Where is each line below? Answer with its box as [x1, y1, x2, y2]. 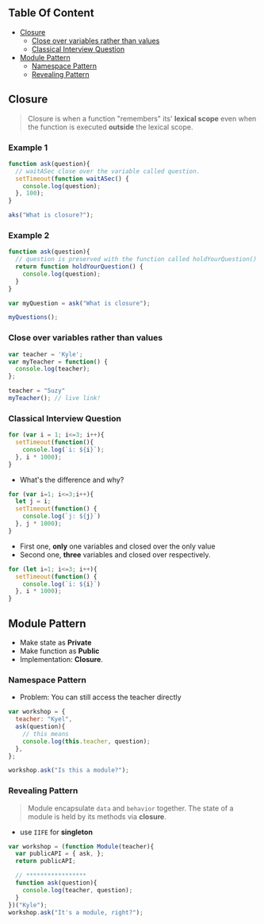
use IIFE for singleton [19, 827, 94, 837]
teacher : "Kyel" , [15, 715, 73, 723]
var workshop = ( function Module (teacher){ [8, 842, 155, 850]
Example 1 [8, 142, 48, 153]
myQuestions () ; [8, 314, 59, 321]
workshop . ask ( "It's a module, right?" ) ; [8, 908, 144, 916]
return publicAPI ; [15, 857, 77, 865]
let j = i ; [15, 498, 52, 506]
